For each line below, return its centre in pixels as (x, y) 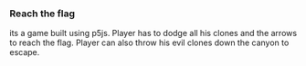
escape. (25, 52)
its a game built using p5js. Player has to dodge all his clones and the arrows (153, 33)
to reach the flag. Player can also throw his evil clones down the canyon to (149, 42)
